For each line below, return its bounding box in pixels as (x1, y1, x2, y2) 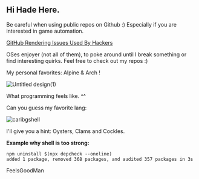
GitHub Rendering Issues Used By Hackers (6, 39, 113, 46)
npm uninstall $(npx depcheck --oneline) (6, 151, 113, 157)
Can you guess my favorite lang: (6, 104, 87, 111)
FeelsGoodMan (6, 166, 44, 174)
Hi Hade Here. (6, 5, 60, 15)
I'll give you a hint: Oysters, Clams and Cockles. (6, 127, 125, 135)
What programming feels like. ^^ (6, 92, 86, 99)
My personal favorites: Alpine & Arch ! (6, 69, 101, 76)
